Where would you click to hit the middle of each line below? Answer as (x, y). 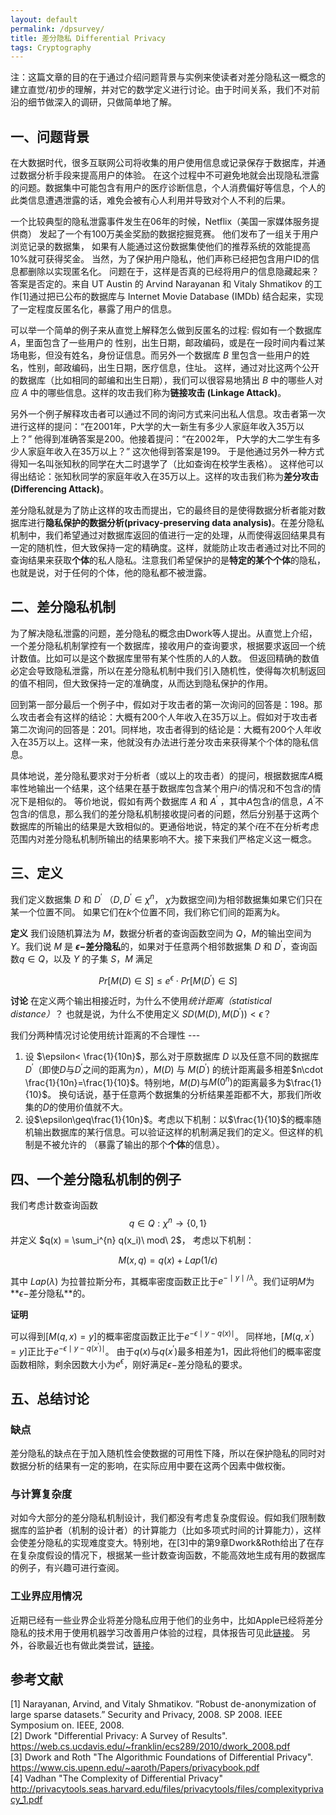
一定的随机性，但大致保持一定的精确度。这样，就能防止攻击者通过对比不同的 (168, 548)
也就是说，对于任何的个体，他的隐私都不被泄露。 (111, 573)
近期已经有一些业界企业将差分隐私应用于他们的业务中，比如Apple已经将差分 (167, 1620)
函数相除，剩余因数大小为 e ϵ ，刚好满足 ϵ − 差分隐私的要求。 (129, 1363)
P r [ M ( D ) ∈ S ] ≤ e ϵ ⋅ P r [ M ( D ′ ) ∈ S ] (168, 979)
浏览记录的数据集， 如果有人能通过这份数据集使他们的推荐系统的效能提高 (160, 247)
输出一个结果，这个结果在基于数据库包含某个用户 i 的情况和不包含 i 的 (174, 788)
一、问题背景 (50, 136)
